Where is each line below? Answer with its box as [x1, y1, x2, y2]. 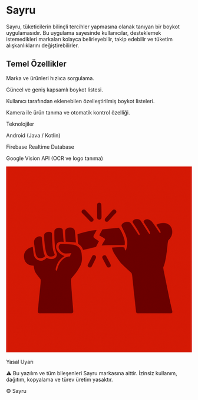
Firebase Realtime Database [6, 143, 75, 150]
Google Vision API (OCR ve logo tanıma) [6, 155, 103, 162]
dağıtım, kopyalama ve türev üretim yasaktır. [6, 376, 113, 383]
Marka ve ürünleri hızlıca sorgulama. [6, 74, 94, 81]
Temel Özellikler [6, 59, 67, 69]
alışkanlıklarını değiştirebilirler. [6, 42, 80, 49]
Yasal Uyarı [6, 358, 34, 365]
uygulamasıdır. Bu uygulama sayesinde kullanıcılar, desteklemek [6, 29, 161, 36]
